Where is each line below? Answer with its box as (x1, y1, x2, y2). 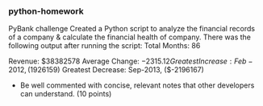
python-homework (8, 6, 85, 17)
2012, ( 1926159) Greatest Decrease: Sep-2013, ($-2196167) (8, 65, 204, 75)
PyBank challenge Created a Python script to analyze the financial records (8, 24, 256, 34)
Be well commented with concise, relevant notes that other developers (19, 80, 255, 90)
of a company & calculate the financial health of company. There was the (8, 32, 252, 42)
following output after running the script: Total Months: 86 (8, 41, 201, 51)
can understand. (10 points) (19, 89, 112, 99)
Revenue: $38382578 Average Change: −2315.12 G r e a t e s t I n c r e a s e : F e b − (8, 56, 253, 66)
